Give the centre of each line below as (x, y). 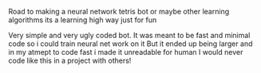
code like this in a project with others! (70, 60)
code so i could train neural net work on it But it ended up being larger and (130, 44)
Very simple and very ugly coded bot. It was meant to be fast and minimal (129, 35)
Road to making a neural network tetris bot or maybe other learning (119, 12)
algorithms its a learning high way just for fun (83, 20)
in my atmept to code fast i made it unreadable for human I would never (126, 52)
